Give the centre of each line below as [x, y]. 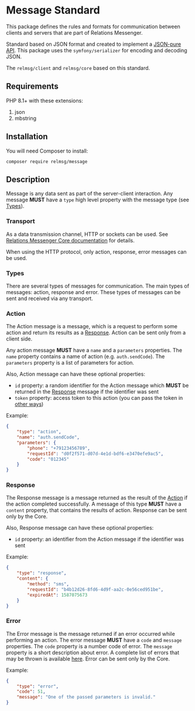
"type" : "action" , [39, 432]
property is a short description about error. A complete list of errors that [93, 652]
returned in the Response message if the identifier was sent [87, 392]
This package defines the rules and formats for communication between [93, 26]
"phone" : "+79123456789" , [59, 448]
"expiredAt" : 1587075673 [57, 595]
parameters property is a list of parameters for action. [70, 363]
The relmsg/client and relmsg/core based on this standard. [78, 68]
